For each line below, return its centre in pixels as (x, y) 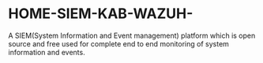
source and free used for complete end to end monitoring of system (118, 43)
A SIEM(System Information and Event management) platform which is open (132, 35)
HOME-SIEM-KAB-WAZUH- (101, 14)
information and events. (47, 52)
